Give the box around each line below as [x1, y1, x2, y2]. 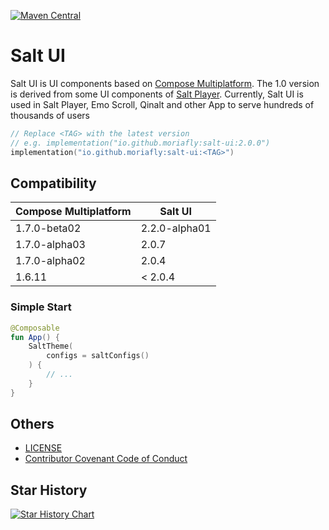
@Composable [10, 323, 60, 333]
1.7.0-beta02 [15, 221, 82, 235]
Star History [10, 481, 88, 499]
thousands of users [10, 109, 90, 121]
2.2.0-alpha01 [140, 221, 212, 235]
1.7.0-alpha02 [15, 254, 86, 268]
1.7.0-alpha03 [15, 238, 86, 252]
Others [10, 416, 55, 433]
